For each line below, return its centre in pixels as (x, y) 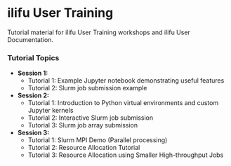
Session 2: (33, 95)
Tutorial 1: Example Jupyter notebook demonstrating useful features (126, 81)
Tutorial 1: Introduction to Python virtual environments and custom (123, 103)
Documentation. (31, 39)
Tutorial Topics (33, 57)
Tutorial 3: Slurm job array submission (83, 125)
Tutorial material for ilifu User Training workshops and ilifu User (99, 32)
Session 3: (33, 133)
